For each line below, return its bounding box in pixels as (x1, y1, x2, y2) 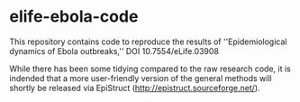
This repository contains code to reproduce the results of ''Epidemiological (9, 36, 287, 47)
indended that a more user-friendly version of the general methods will (9, 72, 272, 83)
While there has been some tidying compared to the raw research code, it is (9, 63, 291, 74)
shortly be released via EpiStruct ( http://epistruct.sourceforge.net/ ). (9, 82, 260, 93)
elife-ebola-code (9, 6, 139, 27)
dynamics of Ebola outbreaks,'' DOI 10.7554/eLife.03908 (9, 45, 219, 56)
